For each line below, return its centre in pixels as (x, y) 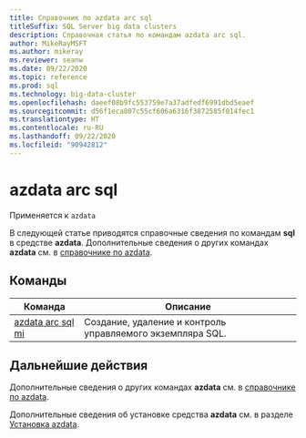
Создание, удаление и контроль (155, 321)
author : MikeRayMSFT (49, 43)
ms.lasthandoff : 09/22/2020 (63, 137)
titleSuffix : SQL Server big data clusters (93, 26)
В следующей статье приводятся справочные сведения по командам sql (153, 232)
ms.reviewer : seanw (46, 60)
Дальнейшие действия (79, 365)
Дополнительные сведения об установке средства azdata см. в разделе (151, 414)
